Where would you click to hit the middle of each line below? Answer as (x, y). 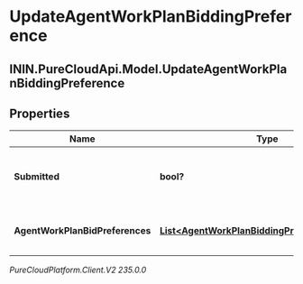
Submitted (37, 177)
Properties (40, 113)
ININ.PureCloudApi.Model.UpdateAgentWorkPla (148, 69)
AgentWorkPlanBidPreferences (83, 231)
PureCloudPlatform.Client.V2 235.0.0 (78, 270)
